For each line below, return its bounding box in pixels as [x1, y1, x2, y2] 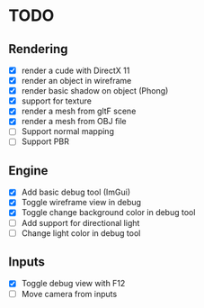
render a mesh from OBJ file [21, 116, 127, 127]
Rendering [8, 41, 68, 57]
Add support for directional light [21, 217, 140, 228]
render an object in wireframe [21, 76, 132, 86]
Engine [8, 163, 49, 178]
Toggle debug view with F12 [21, 278, 126, 289]
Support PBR [21, 136, 69, 147]
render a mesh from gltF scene [21, 105, 137, 117]
